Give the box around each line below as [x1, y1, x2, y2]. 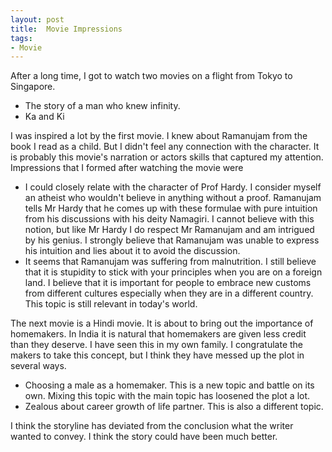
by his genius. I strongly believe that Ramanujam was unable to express [24, 234, 320, 246]
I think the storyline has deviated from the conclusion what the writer [10, 420, 294, 432]
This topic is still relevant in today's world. [24, 298, 198, 310]
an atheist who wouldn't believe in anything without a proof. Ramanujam [24, 192, 322, 204]
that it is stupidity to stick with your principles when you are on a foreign [24, 266, 323, 278]
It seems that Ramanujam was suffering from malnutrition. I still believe [24, 256, 317, 268]
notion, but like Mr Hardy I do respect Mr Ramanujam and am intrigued [24, 224, 315, 236]
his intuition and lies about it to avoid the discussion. [24, 245, 241, 257]
